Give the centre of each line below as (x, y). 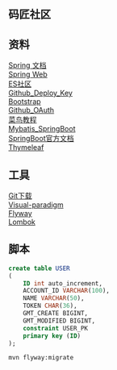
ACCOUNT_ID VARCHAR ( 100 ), (67, 291)
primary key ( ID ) (52, 336)
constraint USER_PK (56, 328)
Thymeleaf (26, 148)
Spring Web (28, 74)
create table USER (39, 268)
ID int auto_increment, (63, 283)
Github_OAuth (31, 110)
